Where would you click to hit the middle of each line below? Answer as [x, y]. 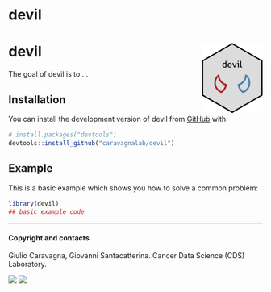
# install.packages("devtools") [63, 135]
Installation [37, 100]
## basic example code [46, 212]
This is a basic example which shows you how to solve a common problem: [133, 188]
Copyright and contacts [49, 238]
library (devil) [34, 203]
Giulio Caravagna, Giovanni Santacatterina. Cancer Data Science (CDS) [127, 256]
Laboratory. [27, 265]
